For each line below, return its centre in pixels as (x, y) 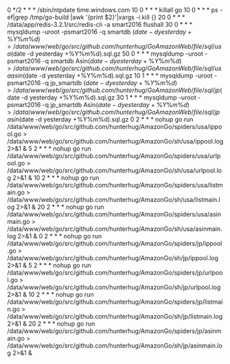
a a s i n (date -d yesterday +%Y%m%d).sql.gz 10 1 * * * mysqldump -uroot (110, 76)
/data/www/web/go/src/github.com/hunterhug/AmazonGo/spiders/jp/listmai (115, 302)
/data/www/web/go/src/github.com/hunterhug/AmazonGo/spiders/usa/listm (115, 185)
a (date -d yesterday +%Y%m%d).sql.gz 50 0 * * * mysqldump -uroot (105, 54)
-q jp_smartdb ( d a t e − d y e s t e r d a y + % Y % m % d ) (110, 83)
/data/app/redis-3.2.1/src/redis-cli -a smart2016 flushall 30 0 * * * (100, 24)
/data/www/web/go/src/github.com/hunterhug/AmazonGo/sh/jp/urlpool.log (114, 287)
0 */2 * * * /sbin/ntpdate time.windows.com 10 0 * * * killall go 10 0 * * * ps (113, 10)
